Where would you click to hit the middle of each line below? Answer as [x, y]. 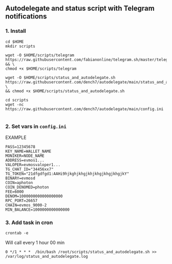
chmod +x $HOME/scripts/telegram [41, 69]
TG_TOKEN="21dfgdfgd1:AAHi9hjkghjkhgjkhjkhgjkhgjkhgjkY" [67, 174]
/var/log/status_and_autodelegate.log [47, 257]
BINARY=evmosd [20, 178]
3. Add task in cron [29, 222]
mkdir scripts [20, 46]
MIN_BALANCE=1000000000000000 [38, 210]
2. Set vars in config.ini [36, 126]
